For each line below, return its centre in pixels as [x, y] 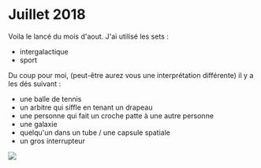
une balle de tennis [50, 99]
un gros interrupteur [52, 140]
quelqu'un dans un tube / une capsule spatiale [95, 133]
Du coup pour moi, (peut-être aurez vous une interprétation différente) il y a [131, 75]
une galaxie [38, 124]
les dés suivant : [35, 84]
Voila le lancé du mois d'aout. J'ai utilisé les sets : [89, 36]
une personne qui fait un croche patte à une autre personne [117, 115]
